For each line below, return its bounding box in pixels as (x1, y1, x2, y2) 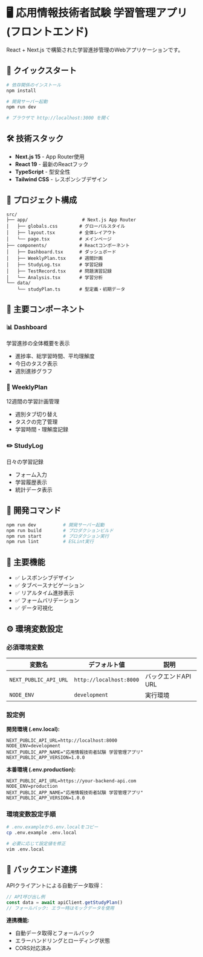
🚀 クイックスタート (6, 65, 77, 76)
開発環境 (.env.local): (6, 726, 60, 733)
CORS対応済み (14, 944, 51, 952)
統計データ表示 (14, 486, 53, 494)
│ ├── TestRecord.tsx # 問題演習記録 (6, 268, 112, 274)
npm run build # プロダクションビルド (6, 527, 114, 533)
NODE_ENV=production (6, 784, 59, 790)
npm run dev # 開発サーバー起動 (6, 521, 105, 528)
